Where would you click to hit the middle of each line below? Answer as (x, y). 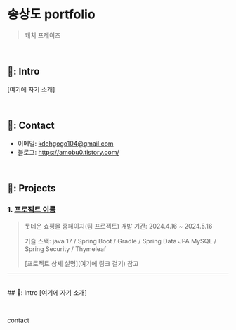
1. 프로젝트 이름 (32, 210)
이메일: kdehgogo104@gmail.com (65, 143)
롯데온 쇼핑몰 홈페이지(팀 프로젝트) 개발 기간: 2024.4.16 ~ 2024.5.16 (118, 227)
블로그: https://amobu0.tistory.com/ (68, 152)
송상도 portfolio (52, 14)
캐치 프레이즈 (42, 35)
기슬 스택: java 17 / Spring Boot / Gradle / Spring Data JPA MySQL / (120, 241)
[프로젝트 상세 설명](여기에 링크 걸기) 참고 (81, 264)
